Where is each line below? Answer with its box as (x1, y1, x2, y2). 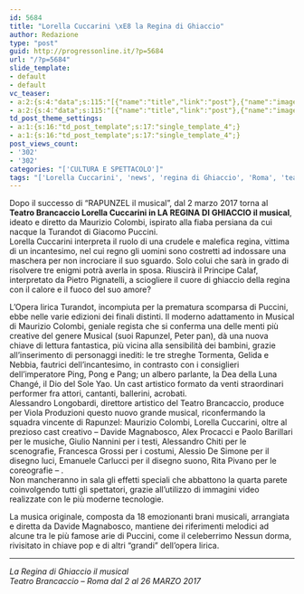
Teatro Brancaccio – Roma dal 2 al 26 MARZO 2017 (9, 576, 202, 587)
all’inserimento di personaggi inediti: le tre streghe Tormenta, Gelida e (9, 350, 270, 361)
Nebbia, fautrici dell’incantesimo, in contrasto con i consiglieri (9, 359, 240, 371)
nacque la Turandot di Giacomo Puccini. (9, 227, 158, 238)
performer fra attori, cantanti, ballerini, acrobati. (9, 388, 187, 399)
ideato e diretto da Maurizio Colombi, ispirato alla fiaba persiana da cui (9, 217, 273, 228)
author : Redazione (9, 30, 79, 39)
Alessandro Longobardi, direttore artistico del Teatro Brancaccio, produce (9, 398, 285, 409)
